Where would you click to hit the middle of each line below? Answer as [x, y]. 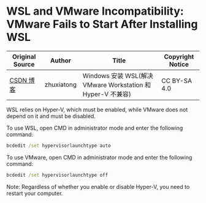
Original [24, 56]
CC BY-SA [177, 81]
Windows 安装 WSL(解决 [118, 76]
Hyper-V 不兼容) [107, 94]
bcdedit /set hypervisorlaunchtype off [57, 175]
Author [61, 61]
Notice [179, 64]
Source [24, 64]
